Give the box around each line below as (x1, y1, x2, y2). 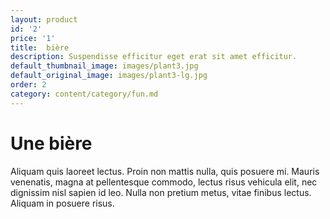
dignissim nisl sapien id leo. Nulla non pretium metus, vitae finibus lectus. (10, 186, 312, 198)
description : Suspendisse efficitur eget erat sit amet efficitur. (10, 52, 298, 62)
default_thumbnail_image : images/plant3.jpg (10, 61, 199, 71)
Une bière (10, 132, 93, 155)
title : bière (10, 42, 70, 53)
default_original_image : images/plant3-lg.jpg (10, 71, 208, 81)
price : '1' (10, 33, 56, 43)
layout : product (10, 14, 78, 25)
